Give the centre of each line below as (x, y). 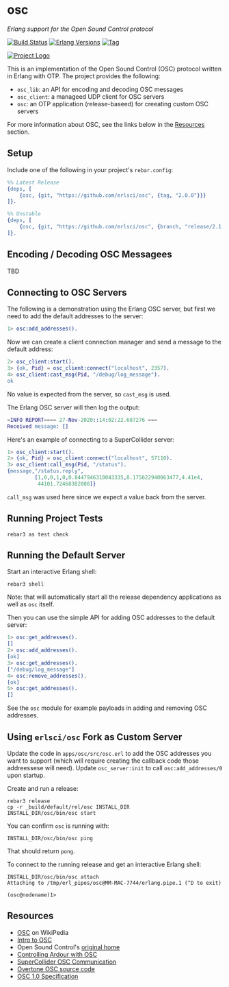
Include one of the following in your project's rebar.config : (90, 169)
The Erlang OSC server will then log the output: (73, 407)
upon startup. (26, 775)
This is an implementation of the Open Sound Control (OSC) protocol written (114, 69)
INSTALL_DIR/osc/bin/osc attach (53, 877)
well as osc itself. (31, 604)
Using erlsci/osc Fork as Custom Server (95, 737)
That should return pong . (41, 851)
